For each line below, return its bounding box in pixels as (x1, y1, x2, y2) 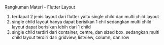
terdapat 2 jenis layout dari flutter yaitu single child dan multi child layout (11, 14, 159, 19)
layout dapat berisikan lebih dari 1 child (11, 24, 91, 30)
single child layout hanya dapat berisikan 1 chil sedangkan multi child (11, 19, 152, 24)
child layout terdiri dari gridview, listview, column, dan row (11, 34, 130, 40)
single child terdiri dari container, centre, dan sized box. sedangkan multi (11, 29, 160, 35)
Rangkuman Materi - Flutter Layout (4, 4, 75, 10)
